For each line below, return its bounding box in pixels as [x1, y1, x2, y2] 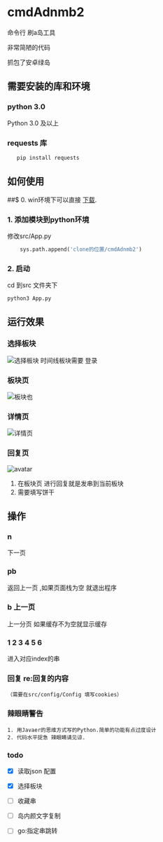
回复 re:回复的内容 [7, 674, 69, 684]
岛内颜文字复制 [17, 812, 61, 820]
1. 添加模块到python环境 [7, 214, 90, 224]
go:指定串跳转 [17, 827, 58, 835]
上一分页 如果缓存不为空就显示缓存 [7, 619, 107, 628]
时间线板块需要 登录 [40, 356, 98, 364]
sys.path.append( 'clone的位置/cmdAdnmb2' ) [20, 246, 142, 253]
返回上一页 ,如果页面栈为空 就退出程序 [7, 583, 117, 592]
